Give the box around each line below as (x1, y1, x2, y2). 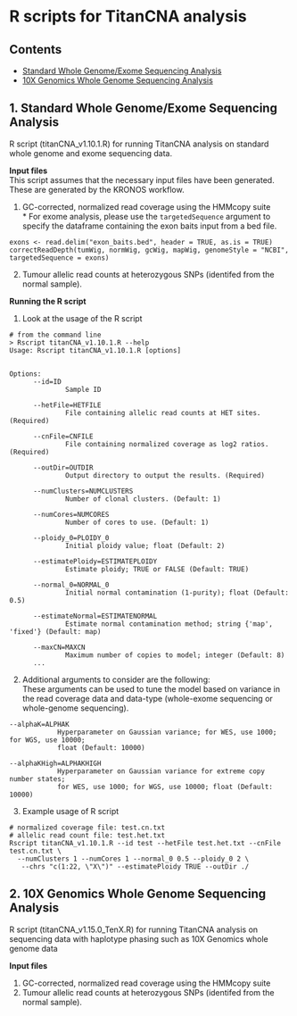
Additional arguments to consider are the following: (21, 674, 210, 685)
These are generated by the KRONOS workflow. (9, 184, 185, 195)
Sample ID (65, 385, 102, 394)
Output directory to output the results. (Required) (65, 471, 266, 479)
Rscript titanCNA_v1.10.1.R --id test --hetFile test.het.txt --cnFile (9, 838, 281, 847)
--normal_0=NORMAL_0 (32, 580, 110, 589)
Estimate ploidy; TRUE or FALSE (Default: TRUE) (65, 564, 250, 573)
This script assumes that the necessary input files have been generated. (9, 174, 275, 185)
